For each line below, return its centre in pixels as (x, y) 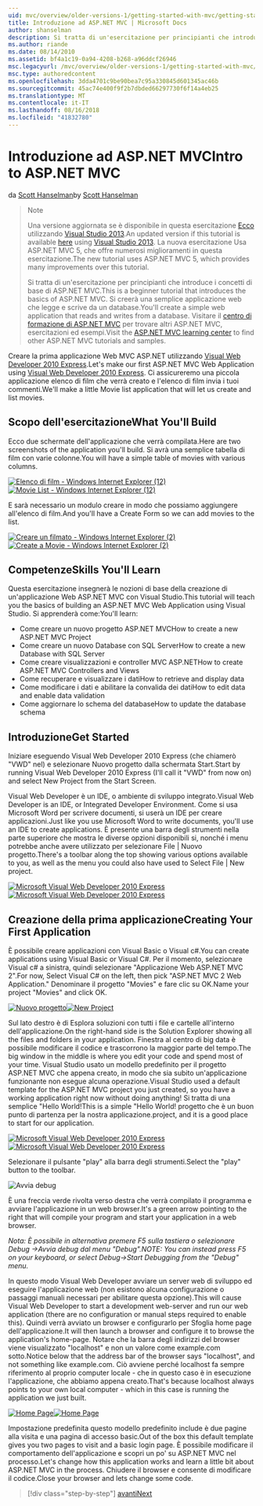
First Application (50, 932)
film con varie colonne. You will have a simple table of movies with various (127, 458)
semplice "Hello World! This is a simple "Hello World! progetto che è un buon (131, 1106)
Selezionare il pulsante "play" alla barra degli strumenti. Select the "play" (124, 1162)
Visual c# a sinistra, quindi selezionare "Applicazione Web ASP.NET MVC (126, 967)
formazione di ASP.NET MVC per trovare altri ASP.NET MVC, (125, 323)
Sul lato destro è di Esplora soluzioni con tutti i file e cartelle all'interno (121, 1023)
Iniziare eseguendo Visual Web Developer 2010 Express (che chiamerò (122, 756)
